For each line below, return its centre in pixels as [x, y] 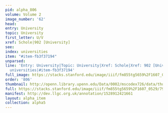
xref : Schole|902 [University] [38, 42]
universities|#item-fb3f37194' [42, 70]
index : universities [27, 51]
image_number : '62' [25, 19]
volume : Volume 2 [23, 14]
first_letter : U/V [24, 38]
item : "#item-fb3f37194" [31, 56]
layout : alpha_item [25, 98]
